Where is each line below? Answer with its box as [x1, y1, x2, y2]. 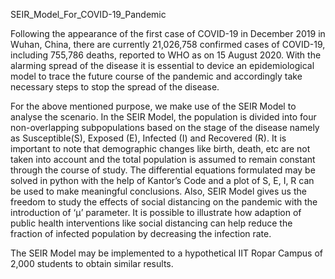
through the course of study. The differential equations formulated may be [10, 164, 316, 176]
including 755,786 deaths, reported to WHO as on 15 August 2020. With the [10, 49, 322, 61]
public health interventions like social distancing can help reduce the [10, 217, 293, 229]
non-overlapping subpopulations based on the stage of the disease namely [10, 122, 320, 133]
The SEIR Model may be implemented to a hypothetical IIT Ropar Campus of [10, 247, 323, 259]
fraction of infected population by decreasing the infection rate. [10, 228, 272, 239]
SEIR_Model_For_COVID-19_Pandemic [10, 9, 167, 20]
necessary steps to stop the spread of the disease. [10, 81, 220, 93]
